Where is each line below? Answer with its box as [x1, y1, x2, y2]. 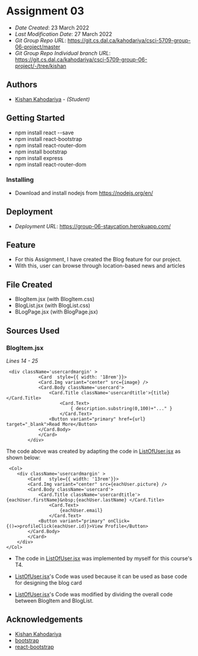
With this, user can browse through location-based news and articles [14, 262, 185, 269]
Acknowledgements [6, 615, 83, 625]
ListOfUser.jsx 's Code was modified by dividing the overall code [14, 591, 173, 598]
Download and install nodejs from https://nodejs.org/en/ [14, 189, 154, 196]
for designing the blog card [14, 579, 83, 586]
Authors [6, 80, 38, 90]
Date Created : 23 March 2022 [14, 24, 90, 31]
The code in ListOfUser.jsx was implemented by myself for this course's [14, 555, 193, 562]
